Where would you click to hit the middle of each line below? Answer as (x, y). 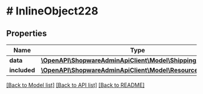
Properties (27, 33)
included (22, 70)
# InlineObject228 (52, 11)
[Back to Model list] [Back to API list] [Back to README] (76, 85)
